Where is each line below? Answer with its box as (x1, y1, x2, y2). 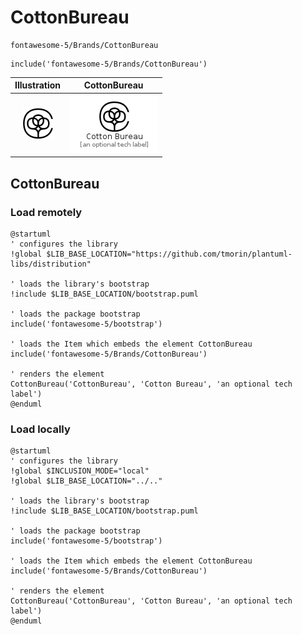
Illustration (14, 79, 62, 91)
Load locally (10, 422, 71, 436)
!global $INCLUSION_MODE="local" (10, 466, 150, 476)
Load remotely (10, 205, 83, 219)
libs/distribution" (10, 259, 92, 269)
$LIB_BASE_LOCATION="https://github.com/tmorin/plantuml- (46, 249, 293, 259)
